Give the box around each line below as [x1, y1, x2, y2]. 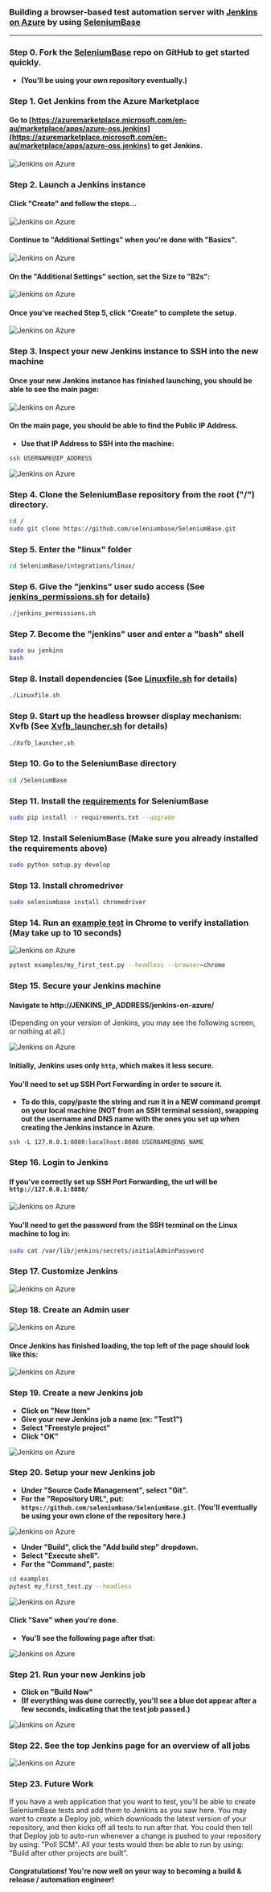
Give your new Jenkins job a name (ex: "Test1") [20, 1414, 183, 1423]
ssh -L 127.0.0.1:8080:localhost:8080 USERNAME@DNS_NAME [9, 1138, 204, 1146]
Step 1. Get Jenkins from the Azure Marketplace [9, 95, 200, 106]
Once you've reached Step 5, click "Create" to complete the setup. [9, 308, 237, 317]
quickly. [9, 57, 42, 68]
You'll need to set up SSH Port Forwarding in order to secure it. [9, 1079, 223, 1089]
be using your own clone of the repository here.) [20, 1510, 187, 1520]
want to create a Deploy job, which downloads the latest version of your [9, 1814, 248, 1824]
